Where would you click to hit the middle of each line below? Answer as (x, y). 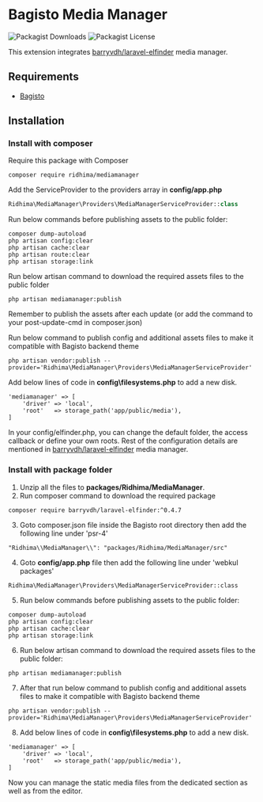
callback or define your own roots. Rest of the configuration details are (123, 441)
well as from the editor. (45, 791)
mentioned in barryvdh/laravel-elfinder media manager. (98, 449)
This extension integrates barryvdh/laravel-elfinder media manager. (118, 52)
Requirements (43, 77)
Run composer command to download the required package (117, 495)
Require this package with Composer (68, 161)
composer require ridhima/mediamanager (74, 175)
